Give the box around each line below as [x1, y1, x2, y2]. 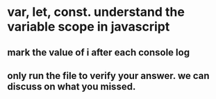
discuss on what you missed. [7, 80, 136, 92]
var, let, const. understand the [7, 4, 185, 20]
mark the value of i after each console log [7, 46, 190, 58]
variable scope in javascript [7, 19, 170, 35]
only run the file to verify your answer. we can [7, 70, 210, 82]
